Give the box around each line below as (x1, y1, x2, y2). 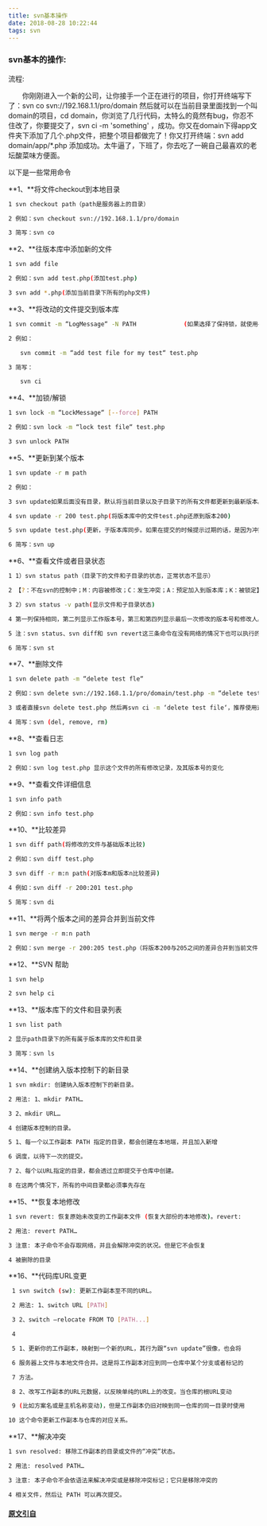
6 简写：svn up (8, 541, 55, 549)
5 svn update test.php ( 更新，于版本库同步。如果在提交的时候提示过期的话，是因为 (8, 526, 253, 534)
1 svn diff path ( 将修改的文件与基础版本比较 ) (8, 841, 146, 849)
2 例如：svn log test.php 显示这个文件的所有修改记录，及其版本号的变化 (8, 763, 224, 772)
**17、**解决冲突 (8, 1432, 66, 1442)
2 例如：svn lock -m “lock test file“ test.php (8, 423, 165, 431)
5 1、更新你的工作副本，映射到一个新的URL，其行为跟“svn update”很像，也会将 (11, 1345, 242, 1352)
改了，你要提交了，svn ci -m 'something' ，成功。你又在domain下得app (14, 120, 250, 130)
